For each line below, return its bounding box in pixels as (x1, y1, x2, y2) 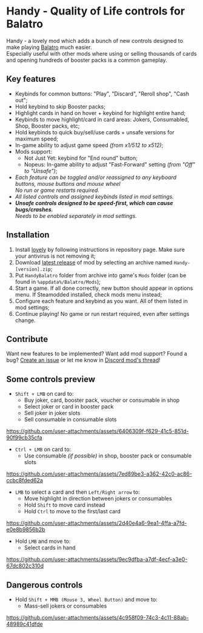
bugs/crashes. (15, 206, 53, 213)
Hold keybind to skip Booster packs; (15, 103, 106, 110)
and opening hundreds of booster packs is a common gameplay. (6, 56, 168, 64)
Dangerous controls (6, 580, 83, 590)
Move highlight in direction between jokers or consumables (24, 495, 172, 502)
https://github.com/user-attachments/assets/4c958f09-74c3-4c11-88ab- (6, 614, 189, 621)
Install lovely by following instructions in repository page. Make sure (15, 246, 185, 253)
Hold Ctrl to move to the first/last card (24, 508, 121, 515)
